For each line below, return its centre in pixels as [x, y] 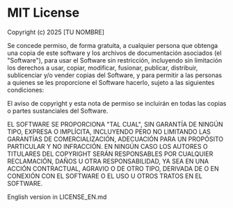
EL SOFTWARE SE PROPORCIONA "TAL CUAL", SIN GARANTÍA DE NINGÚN [115, 124]
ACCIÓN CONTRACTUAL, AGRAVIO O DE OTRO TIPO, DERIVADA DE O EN [113, 168]
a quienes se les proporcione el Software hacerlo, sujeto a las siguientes [111, 82]
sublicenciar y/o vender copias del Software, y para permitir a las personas [115, 75]
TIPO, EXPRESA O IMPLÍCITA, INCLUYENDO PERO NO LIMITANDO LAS [109, 131]
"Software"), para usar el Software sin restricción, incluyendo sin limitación [115, 60]
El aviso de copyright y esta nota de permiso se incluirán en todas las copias [117, 103]
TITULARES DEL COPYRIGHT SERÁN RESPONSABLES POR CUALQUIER [110, 154]
